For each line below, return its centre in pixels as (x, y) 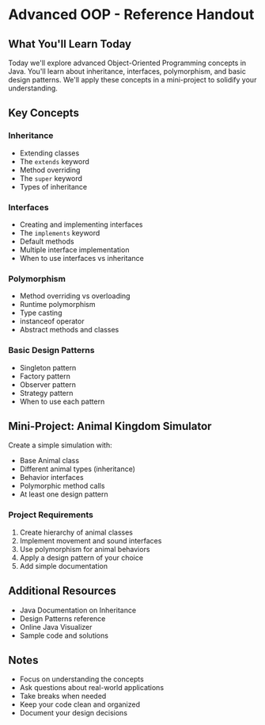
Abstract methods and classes (69, 330)
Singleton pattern (48, 367)
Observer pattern (48, 384)
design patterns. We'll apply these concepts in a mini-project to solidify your (132, 80)
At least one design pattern (64, 494)
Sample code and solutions (64, 635)
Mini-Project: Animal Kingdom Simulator (110, 426)
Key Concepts (44, 113)
